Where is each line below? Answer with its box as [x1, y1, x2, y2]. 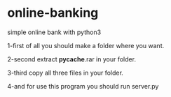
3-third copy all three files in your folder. [7, 68, 124, 77]
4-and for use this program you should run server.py [7, 82, 159, 90]
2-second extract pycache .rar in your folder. [7, 54, 137, 64]
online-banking [7, 5, 99, 21]
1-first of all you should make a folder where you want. [7, 41, 165, 50]
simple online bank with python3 [7, 28, 102, 36]
